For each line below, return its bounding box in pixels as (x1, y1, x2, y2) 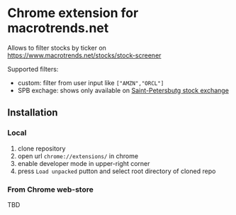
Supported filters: (7, 65, 59, 73)
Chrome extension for (7, 5, 139, 21)
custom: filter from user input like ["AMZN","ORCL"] (17, 78, 164, 87)
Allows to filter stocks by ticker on (7, 43, 106, 52)
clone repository (17, 144, 66, 153)
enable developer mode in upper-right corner (17, 159, 150, 167)
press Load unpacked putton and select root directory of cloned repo (17, 167, 216, 175)
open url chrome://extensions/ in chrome (17, 151, 139, 160)
